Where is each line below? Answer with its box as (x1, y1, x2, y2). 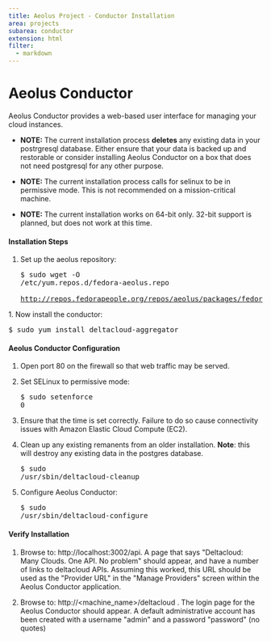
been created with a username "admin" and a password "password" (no (19, 614, 261, 624)
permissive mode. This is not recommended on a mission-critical (19, 185, 236, 195)
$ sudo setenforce (19, 393, 94, 402)
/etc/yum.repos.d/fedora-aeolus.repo (19, 278, 169, 288)
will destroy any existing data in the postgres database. (19, 449, 204, 458)
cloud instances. (8, 119, 63, 129)
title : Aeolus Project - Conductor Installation (8, 11, 175, 20)
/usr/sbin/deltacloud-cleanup (19, 472, 140, 482)
